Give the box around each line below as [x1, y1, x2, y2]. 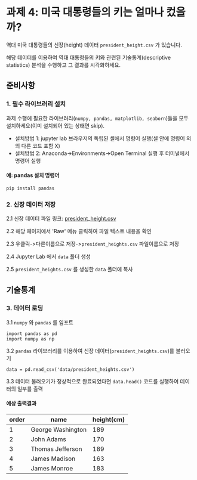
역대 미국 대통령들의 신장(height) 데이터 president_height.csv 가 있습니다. [6, 41, 182, 48]
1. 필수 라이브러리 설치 [6, 100, 66, 108]
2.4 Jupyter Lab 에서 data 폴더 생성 [6, 253, 91, 260]
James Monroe [30, 464, 73, 473]
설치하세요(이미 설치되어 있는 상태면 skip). [6, 122, 105, 129]
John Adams [30, 435, 67, 444]
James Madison [30, 454, 76, 463]
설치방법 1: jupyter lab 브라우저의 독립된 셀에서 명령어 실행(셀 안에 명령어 [14, 135, 185, 142]
